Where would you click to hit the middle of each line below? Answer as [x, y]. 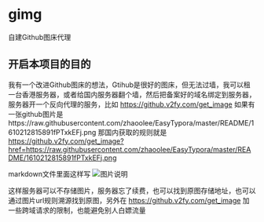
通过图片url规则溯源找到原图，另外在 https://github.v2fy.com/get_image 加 [129, 200]
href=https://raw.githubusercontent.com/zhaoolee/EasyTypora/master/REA [130, 149]
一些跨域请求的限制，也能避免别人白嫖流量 [77, 210]
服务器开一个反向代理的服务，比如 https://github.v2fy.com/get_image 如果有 [132, 104]
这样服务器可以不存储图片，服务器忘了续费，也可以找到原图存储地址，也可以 [132, 191]
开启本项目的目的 [49, 64]
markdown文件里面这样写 [49, 173]
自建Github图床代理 [40, 37]
